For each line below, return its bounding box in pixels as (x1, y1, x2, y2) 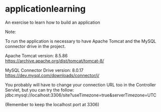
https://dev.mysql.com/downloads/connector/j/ (5, 72, 100, 78)
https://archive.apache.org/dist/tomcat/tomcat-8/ (5, 58, 105, 64)
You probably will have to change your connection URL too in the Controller (5, 81, 156, 88)
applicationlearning (5, 3, 86, 15)
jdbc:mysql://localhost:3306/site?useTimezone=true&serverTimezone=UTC (5, 92, 157, 98)
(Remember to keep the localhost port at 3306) (5, 101, 100, 107)
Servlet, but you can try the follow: (5, 87, 74, 93)
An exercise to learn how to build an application (5, 19, 101, 25)
